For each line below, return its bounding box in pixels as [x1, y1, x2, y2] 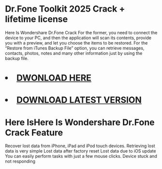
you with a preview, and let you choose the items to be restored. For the [5, 40, 148, 46]
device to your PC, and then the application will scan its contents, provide [5, 35, 151, 41]
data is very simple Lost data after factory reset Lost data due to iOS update [5, 148, 156, 154]
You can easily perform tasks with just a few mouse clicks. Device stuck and [5, 154, 157, 159]
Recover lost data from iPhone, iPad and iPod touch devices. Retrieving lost [5, 143, 155, 149]
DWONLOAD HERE [16, 73, 92, 83]
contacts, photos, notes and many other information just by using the [5, 50, 143, 56]
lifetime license [5, 14, 68, 25]
